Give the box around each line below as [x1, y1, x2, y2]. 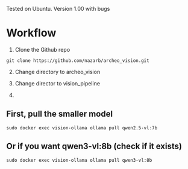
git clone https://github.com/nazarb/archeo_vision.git [6, 57, 149, 64]
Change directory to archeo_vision [14, 68, 101, 75]
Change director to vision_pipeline [14, 79, 101, 87]
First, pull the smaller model [6, 109, 113, 119]
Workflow [6, 26, 57, 40]
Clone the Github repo [14, 46, 70, 53]
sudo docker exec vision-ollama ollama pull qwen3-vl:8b [6, 157, 152, 163]
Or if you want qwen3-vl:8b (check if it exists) [6, 141, 183, 152]
